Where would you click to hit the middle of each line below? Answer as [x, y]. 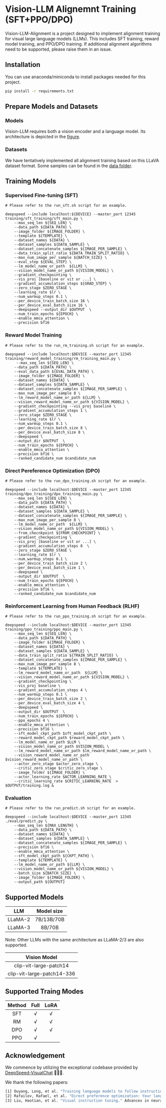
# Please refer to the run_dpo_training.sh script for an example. [76, 481]
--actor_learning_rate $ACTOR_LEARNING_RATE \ [63, 777]
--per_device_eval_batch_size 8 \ [49, 432]
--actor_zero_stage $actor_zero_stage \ [56, 764]
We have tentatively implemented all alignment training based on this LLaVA [82, 160]
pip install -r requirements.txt [40, 91]
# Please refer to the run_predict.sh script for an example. [70, 808]
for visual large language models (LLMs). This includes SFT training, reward [82, 39]
